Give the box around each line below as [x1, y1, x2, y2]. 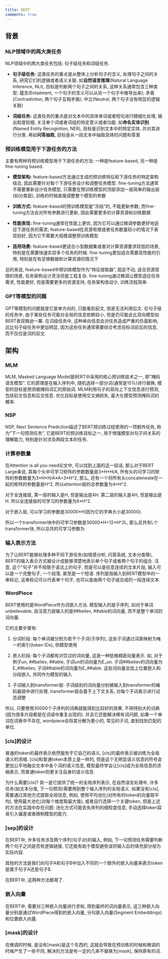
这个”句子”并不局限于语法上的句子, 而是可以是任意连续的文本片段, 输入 [11, 564, 157, 570]
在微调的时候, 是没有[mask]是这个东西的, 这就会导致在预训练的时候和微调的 [5, 941, 160, 947]
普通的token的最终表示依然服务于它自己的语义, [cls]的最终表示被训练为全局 [5, 750, 160, 756]
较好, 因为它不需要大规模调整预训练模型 [16, 233, 98, 239]
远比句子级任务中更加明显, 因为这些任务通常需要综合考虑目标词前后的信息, [5, 324, 158, 330]
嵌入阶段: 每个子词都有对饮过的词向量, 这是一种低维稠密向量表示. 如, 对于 [12, 652, 163, 658]
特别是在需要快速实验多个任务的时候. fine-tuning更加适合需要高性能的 [12, 250, 156, 256]
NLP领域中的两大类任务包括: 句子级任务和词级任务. [5, 61, 110, 67]
